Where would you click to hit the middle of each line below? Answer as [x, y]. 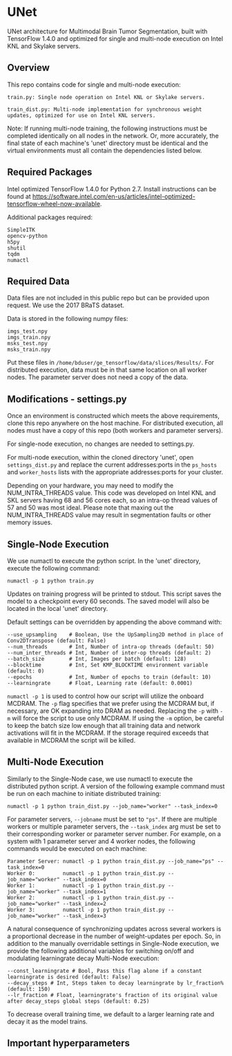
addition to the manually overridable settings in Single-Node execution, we [113, 943]
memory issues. [30, 522]
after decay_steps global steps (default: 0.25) [78, 1001]
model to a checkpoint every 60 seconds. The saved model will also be [108, 601]
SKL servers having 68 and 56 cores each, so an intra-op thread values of [113, 501]
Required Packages [50, 172]
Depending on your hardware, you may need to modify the [90, 485]
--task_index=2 [85, 903]
